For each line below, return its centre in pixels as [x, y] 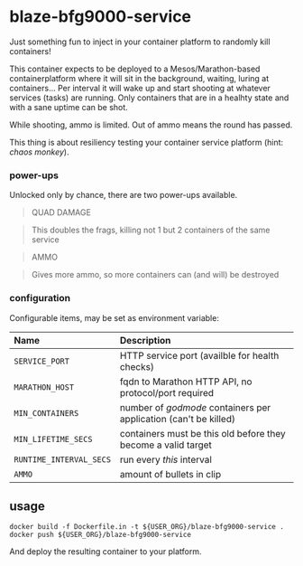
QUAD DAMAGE [61, 212]
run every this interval [165, 459]
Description [145, 340]
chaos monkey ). [39, 152]
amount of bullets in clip [170, 474]
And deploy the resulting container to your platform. [106, 552]
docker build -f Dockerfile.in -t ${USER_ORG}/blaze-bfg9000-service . [147, 527]
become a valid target [165, 445]
